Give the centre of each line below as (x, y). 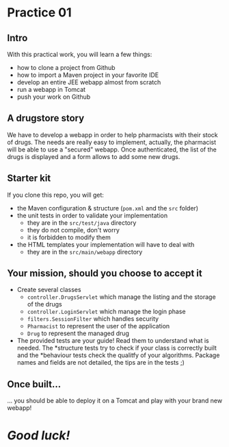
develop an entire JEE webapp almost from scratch (89, 82)
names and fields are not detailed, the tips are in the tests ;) (100, 363)
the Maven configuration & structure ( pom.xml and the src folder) (108, 208)
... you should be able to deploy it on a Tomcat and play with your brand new (115, 401)
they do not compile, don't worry (73, 230)
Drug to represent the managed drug (78, 333)
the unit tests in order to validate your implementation (92, 215)
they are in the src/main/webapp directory (85, 252)
